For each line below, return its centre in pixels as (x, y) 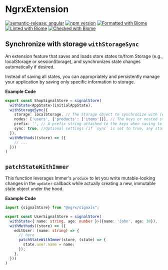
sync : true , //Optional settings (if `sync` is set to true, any (84, 128)
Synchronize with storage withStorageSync (72, 44)
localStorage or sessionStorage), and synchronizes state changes (73, 61)
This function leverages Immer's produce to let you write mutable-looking (80, 178)
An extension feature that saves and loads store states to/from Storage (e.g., (84, 56)
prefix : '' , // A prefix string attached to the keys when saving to (88, 124)
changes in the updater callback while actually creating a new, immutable (80, 183)
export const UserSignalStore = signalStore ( (53, 216)
